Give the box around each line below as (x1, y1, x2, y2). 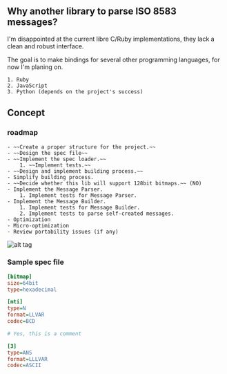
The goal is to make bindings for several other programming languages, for (7, 55, 220, 64)
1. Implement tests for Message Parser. (19, 191, 137, 199)
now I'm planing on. (7, 62, 63, 71)
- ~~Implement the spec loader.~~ (7, 156, 107, 162)
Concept (7, 107, 46, 119)
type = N (7, 305, 26, 312)
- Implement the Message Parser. (7, 186, 103, 193)
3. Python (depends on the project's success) (7, 88, 144, 95)
